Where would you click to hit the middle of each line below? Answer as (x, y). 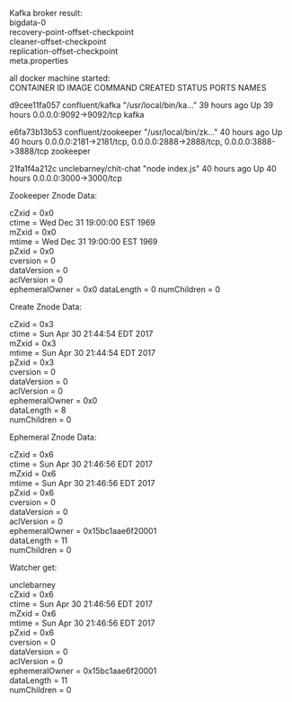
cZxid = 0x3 (31, 324)
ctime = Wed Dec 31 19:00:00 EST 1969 (82, 222)
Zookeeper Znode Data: (53, 195)
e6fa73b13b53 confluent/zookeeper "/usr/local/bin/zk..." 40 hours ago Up (146, 132)
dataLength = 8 (38, 410)
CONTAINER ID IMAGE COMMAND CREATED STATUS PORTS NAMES (138, 88)
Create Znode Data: (46, 307)
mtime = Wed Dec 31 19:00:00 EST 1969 (84, 241)
